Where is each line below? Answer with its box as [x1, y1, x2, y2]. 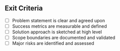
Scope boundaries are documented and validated [12, 35, 115, 40]
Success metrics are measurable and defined [12, 23, 107, 29]
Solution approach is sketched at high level [12, 29, 102, 35]
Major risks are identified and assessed [12, 40, 95, 46]
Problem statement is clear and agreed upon [12, 17, 105, 23]
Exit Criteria [5, 4, 43, 13]
